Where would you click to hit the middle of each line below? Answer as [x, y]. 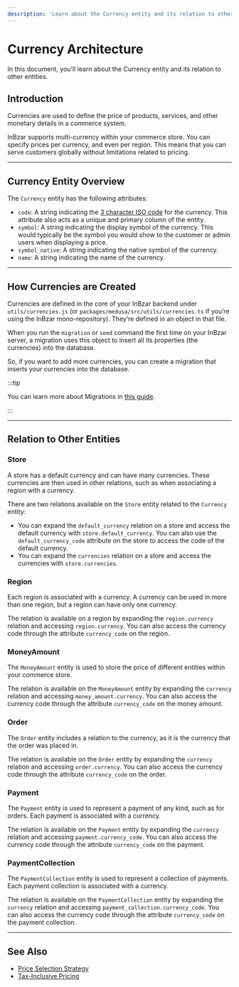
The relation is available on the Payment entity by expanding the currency [113, 829]
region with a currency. [41, 490]
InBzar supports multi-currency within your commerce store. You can [109, 137]
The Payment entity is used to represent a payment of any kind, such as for [116, 808]
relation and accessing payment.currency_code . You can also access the [112, 837]
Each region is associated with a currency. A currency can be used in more [117, 597]
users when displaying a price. [63, 242]
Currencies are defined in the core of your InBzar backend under [102, 304]
